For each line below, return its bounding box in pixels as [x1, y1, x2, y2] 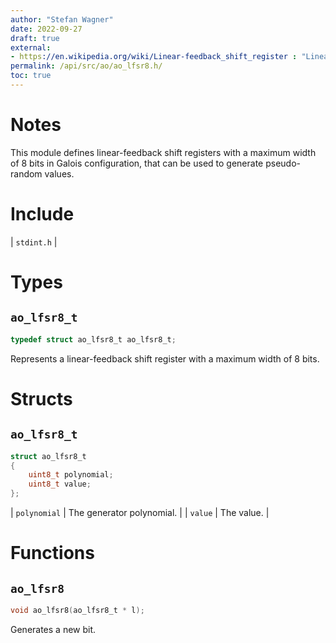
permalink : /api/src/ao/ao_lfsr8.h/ [10, 61, 163, 71]
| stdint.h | [10, 236, 58, 248]
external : [10, 42, 52, 53]
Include [10, 203, 75, 225]
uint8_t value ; [28, 479, 92, 490]
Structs [10, 387, 73, 410]
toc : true [10, 71, 52, 81]
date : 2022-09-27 [10, 24, 83, 34]
